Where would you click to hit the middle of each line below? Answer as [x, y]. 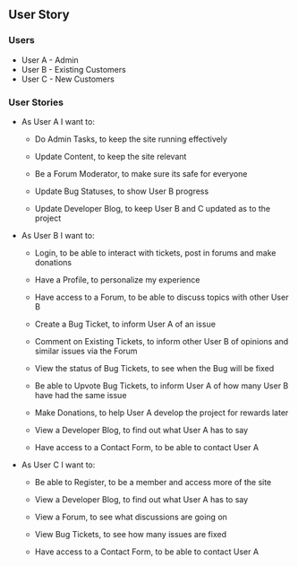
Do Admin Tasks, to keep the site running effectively [131, 139]
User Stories [36, 102]
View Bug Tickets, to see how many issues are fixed [131, 534]
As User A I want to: [58, 121]
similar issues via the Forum [86, 351]
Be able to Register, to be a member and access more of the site [153, 482]
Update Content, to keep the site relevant [111, 156]
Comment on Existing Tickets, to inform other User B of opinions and [162, 341]
